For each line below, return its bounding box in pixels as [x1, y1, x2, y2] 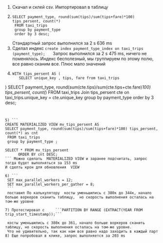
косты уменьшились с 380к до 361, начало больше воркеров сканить [7, 221, 145, 225]
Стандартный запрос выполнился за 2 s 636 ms [12, 40, 112, 46]
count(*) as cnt [5, 131, 38, 135]
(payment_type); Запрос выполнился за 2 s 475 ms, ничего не [12, 51, 147, 56]
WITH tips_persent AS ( [12, 71, 61, 76]
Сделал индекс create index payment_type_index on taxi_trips [12, 45, 143, 51]
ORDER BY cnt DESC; [18, 152, 58, 157]
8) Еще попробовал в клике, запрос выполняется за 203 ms [5, 233, 125, 238]
